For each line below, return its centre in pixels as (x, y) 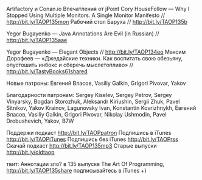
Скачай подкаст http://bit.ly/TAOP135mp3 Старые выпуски (82, 146)
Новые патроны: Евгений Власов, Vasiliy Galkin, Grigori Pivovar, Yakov (96, 83)
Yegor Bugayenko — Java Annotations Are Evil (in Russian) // (83, 34)
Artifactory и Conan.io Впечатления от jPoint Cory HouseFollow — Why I (98, 9)
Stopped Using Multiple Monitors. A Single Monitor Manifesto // (86, 15)
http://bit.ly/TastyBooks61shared (47, 71)
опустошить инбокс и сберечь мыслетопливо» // (70, 65)
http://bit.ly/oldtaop (30, 152)
